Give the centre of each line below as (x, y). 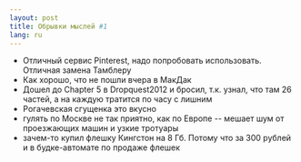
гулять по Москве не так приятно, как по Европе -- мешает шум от (153, 118)
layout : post (34, 18)
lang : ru (26, 35)
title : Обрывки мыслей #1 (58, 26)
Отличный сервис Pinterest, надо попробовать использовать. (142, 61)
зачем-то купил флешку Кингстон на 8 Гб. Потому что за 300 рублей (157, 138)
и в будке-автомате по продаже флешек (101, 147)
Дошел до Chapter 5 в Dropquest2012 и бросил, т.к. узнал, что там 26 (157, 90)
